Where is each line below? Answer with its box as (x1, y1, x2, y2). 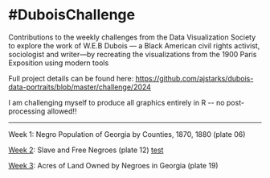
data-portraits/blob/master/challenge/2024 (8, 82, 151, 92)
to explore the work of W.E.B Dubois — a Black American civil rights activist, (8, 40, 260, 50)
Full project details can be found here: (8, 73, 134, 83)
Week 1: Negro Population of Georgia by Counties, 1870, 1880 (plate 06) (8, 129, 246, 139)
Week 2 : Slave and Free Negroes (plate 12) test (8, 145, 164, 155)
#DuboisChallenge (8, 6, 135, 24)
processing (8, 106, 46, 116)
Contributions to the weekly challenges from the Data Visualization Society (8, 32, 256, 42)
